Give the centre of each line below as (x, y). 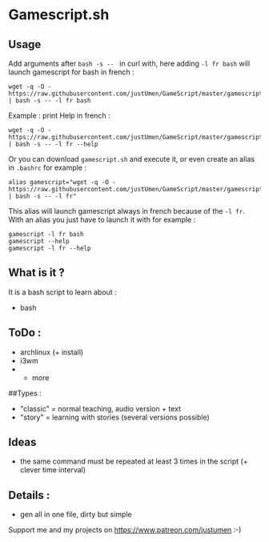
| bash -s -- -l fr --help (53, 144)
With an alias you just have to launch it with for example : (102, 219)
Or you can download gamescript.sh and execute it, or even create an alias (131, 159)
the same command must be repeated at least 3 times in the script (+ (134, 461)
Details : (29, 495)
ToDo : (25, 333)
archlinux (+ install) (52, 352)
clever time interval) (53, 470)
